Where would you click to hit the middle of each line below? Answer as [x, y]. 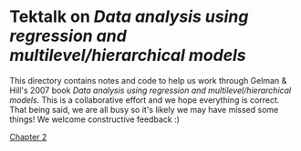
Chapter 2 [28, 136]
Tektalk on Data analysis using [129, 17]
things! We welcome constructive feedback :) [94, 119]
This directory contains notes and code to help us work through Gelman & [148, 80]
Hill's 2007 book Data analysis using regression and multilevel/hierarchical [150, 90]
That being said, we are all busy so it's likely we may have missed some [144, 109]
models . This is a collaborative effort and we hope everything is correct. [145, 100]
